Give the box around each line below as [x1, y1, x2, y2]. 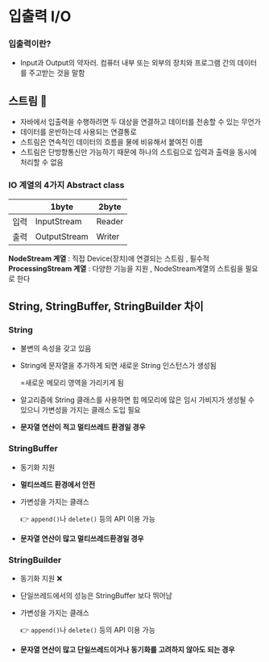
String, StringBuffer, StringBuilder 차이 [8, 300, 204, 313]
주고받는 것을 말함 [28, 68, 85, 78]
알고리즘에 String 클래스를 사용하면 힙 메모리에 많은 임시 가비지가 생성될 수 [19, 395, 255, 404]
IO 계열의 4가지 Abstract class [8, 179, 125, 191]
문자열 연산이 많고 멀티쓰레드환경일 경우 [19, 534, 144, 543]
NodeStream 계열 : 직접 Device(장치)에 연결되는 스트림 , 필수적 [8, 253, 209, 263]
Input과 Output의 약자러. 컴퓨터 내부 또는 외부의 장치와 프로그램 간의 [19, 58, 236, 68]
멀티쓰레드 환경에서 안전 [19, 480, 96, 489]
